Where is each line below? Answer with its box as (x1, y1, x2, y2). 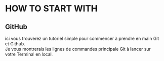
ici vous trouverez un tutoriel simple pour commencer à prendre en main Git (5, 35, 159, 41)
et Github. (5, 41, 26, 47)
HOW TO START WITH (5, 3, 98, 14)
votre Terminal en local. (5, 51, 53, 57)
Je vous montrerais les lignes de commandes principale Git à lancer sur (5, 46, 151, 52)
